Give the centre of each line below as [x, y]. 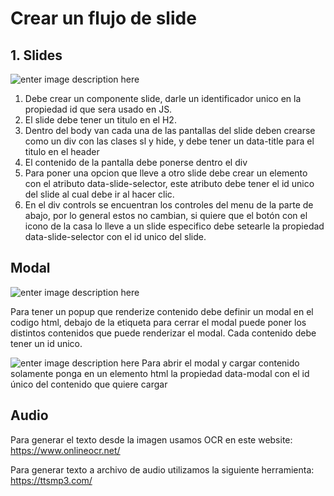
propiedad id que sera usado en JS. [98, 109]
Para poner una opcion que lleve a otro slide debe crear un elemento [166, 173]
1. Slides [36, 55]
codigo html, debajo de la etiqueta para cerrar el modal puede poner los [158, 322]
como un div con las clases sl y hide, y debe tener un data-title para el [169, 141]
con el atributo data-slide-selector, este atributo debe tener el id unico [169, 183]
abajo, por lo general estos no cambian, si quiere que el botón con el [166, 215]
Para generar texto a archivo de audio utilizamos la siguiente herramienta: [162, 469]
